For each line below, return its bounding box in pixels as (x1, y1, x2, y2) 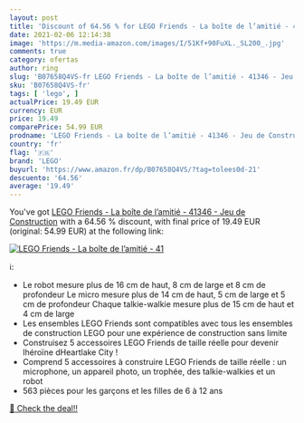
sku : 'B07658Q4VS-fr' (9, 81, 91, 90)
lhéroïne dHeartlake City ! (22, 347, 119, 358)
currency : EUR (9, 106, 63, 115)
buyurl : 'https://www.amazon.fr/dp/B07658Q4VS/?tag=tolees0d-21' (9, 165, 261, 174)
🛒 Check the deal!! (9, 403, 79, 414)
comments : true (9, 47, 67, 56)
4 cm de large (22, 309, 75, 320)
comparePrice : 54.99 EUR (9, 123, 103, 132)
